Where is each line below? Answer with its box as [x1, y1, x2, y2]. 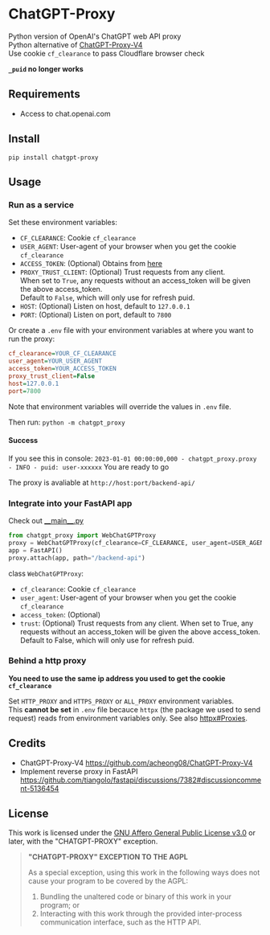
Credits [8, 736, 47, 750]
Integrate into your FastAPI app [8, 498, 133, 509]
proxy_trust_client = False [8, 371, 95, 380]
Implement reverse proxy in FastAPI [19, 766, 138, 776]
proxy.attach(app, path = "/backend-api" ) [8, 554, 146, 562]
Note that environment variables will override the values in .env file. [8, 401, 231, 411]
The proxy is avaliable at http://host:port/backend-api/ [8, 478, 195, 487]
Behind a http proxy [8, 655, 87, 666]
